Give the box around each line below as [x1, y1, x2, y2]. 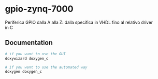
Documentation [5, 39, 53, 47]
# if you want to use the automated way [5, 64, 88, 70]
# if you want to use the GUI [5, 51, 66, 56]
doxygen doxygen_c [5, 69, 42, 74]
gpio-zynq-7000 [5, 3, 73, 15]
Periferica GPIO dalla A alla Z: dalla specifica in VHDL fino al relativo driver [5, 19, 153, 25]
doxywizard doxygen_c [5, 56, 49, 61]
